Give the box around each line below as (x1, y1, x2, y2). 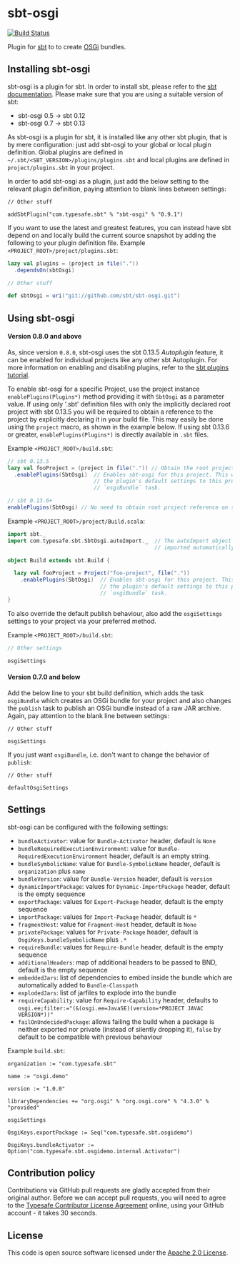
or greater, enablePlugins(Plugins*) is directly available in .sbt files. (7, 430, 209, 439)
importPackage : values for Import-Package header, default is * (17, 912, 197, 921)
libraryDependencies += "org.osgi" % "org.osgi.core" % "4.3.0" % (7, 1098, 209, 1105)
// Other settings (7, 645, 62, 652)
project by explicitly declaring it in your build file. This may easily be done (7, 414, 224, 423)
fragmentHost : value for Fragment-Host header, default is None (17, 920, 197, 928)
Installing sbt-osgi (7, 63, 91, 76)
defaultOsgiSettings (7, 784, 69, 791)
